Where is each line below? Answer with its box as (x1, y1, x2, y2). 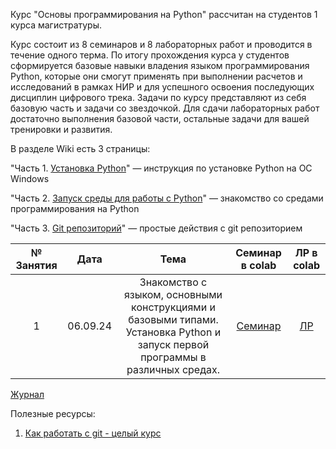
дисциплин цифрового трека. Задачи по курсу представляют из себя (10, 92, 307, 103)
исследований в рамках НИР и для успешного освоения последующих (10, 81, 315, 93)
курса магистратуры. (10, 19, 103, 31)
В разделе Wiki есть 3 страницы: (10, 143, 151, 154)
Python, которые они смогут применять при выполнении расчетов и (10, 70, 303, 82)
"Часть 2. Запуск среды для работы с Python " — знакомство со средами (10, 192, 324, 204)
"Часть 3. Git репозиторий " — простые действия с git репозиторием (10, 222, 303, 234)
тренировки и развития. (10, 124, 113, 135)
